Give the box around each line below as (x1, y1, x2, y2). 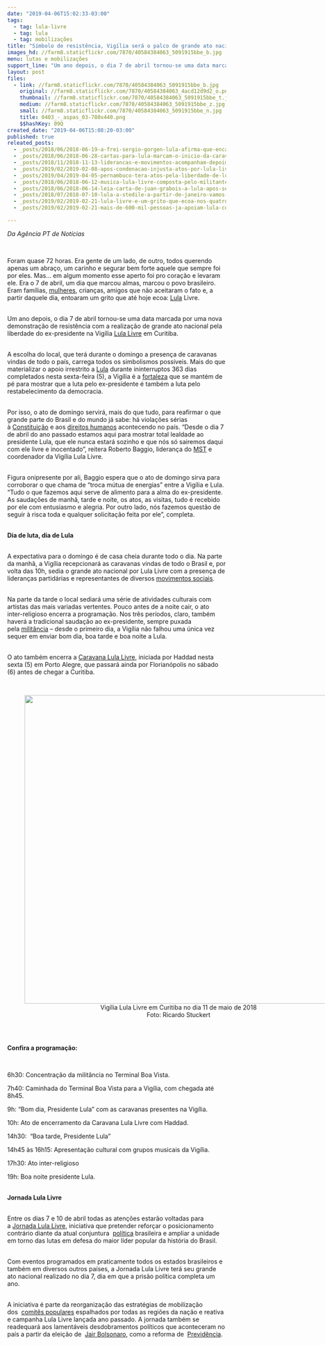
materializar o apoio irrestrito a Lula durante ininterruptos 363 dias (7, 365, 197, 373)
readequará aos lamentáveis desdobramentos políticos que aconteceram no (7, 1322, 226, 1330)
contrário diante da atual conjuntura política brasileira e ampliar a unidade (7, 1229, 220, 1237)
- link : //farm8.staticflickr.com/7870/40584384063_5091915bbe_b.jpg (13, 81, 219, 88)
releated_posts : (7, 140, 54, 147)
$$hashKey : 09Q (19, 120, 64, 127)
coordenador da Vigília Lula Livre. (7, 452, 103, 460)
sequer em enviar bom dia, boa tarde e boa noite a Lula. (7, 631, 167, 640)
